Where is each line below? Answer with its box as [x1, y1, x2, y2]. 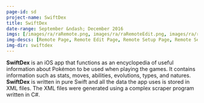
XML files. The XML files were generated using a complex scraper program [6, 84, 194, 92]
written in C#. [6, 91, 41, 98]
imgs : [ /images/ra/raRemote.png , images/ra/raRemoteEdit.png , [6, 31, 167, 37]
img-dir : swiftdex [6, 43, 53, 49]
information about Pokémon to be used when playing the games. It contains [6, 65, 195, 72]
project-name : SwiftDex [6, 14, 67, 20]
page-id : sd [6, 8, 36, 15]
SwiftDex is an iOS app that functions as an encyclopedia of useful [6, 58, 174, 66]
